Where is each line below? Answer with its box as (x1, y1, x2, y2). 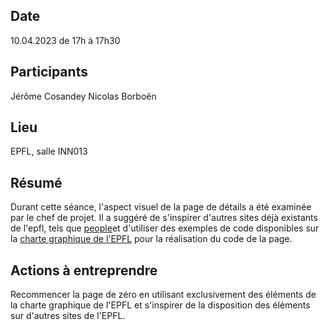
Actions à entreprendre (10, 262, 158, 279)
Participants (10, 64, 88, 81)
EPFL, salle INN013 (10, 145, 88, 158)
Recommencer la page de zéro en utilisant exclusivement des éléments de (10, 289, 317, 301)
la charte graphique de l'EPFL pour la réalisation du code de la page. (10, 233, 293, 245)
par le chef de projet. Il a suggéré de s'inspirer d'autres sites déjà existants (10, 212, 318, 224)
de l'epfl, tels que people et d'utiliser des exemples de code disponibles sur (10, 222, 320, 234)
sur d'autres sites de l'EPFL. (10, 310, 126, 322)
